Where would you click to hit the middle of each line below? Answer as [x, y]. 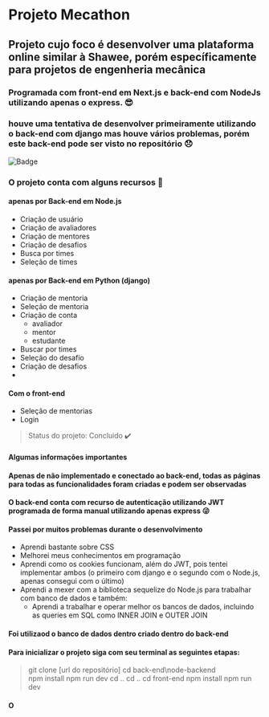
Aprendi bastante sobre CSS [67, 547]
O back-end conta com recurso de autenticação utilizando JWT [116, 503]
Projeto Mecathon [69, 15]
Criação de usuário [51, 219]
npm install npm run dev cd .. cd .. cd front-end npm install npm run [140, 678]
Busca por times [47, 253]
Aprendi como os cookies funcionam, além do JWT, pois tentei [124, 564]
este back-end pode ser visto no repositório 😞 [101, 144]
